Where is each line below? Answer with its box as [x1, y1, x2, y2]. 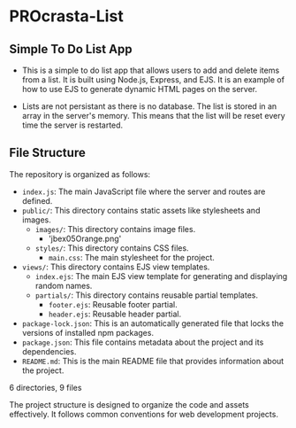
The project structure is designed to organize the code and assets [9, 399, 250, 409]
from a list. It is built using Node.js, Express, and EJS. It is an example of [21, 74, 285, 85]
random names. [34, 280, 93, 291]
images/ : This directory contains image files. [34, 223, 196, 234]
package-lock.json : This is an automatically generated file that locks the [21, 317, 285, 329]
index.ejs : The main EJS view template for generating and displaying [34, 270, 288, 281]
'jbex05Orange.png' [48, 233, 122, 244]
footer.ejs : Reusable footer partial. [48, 299, 178, 309]
